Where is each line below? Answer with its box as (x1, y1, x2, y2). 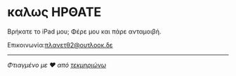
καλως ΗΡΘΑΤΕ (7, 4, 102, 20)
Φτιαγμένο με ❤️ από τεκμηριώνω (7, 61, 107, 69)
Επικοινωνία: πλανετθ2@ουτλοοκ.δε (7, 40, 114, 49)
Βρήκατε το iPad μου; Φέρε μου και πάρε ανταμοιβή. (7, 27, 162, 36)
